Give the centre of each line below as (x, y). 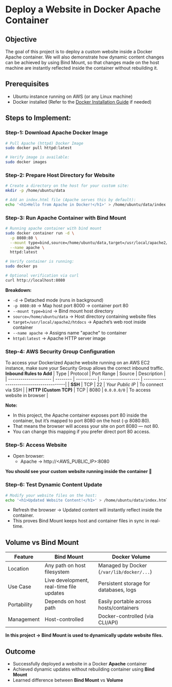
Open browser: (28, 456)
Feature (24, 557)
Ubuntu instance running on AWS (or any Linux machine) (73, 96)
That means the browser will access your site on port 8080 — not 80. (86, 426)
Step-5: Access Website (36, 445)
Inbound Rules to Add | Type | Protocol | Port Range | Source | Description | (85, 374)
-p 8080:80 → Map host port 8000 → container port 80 (71, 305)
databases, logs (117, 590)
